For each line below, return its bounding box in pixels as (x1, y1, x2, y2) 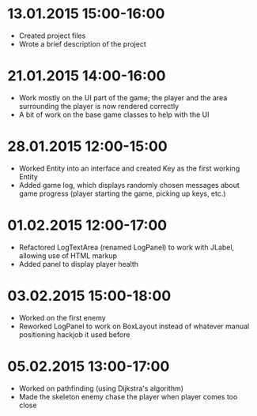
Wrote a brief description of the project (18, 39, 147, 48)
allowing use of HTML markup (18, 250, 118, 260)
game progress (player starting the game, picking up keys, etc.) (18, 189, 226, 198)
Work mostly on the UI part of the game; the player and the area (18, 92, 228, 103)
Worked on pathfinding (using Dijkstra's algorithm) (18, 384, 183, 393)
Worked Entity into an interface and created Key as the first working (18, 163, 240, 173)
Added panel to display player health (18, 259, 139, 268)
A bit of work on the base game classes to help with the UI (18, 110, 210, 119)
